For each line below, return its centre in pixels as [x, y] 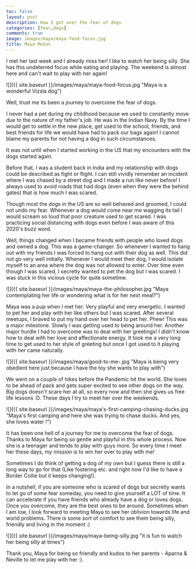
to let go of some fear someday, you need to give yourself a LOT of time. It [96, 493]
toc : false [19, 11]
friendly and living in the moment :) [48, 524]
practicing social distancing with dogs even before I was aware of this [90, 222]
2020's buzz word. [29, 229]
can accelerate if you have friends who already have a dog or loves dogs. [94, 499]
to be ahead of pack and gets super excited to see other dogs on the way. [95, 385]
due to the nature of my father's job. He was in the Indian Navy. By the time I [98, 120]
